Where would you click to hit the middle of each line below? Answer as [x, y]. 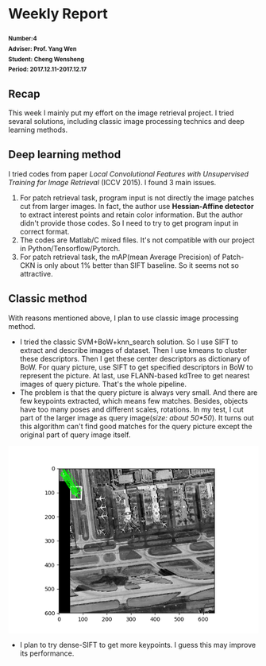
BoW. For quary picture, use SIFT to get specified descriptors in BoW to [136, 367]
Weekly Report [58, 14]
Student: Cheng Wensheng [46, 59]
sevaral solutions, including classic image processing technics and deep [126, 121]
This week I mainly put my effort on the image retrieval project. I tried [121, 113]
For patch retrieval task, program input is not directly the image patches [137, 197]
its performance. [47, 653]
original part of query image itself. [75, 435]
